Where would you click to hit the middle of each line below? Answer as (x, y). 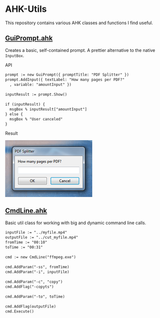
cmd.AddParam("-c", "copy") (34, 282)
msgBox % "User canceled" (36, 119)
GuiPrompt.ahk (29, 38)
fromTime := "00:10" (26, 242)
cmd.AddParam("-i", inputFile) (37, 272)
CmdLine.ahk (26, 211)
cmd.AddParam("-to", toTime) (35, 297)
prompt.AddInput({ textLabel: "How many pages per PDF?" (65, 79)
